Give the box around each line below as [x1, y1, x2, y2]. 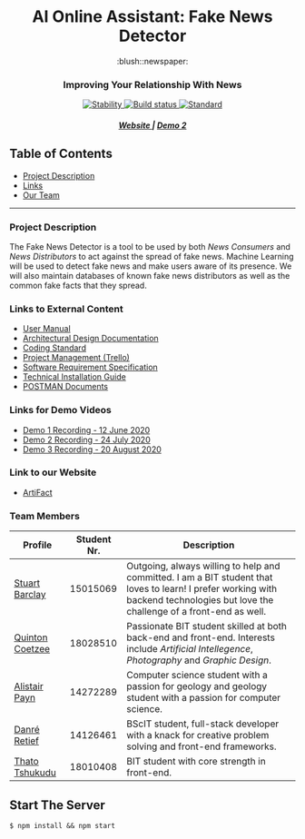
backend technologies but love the [126, 594, 274, 607]
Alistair [14, 680, 44, 693]
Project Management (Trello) [22, 352, 130, 363]
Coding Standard [22, 342, 86, 353]
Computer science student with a [126, 669, 268, 682]
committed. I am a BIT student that [126, 571, 273, 584]
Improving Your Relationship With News [63, 78, 242, 91]
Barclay [14, 588, 46, 601]
